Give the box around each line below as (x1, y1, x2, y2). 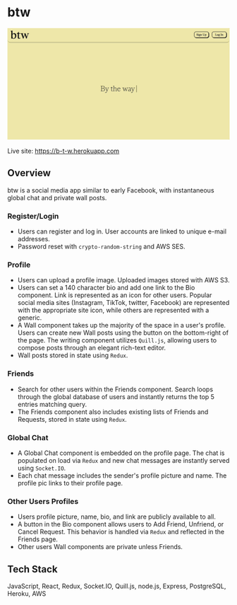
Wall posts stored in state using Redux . (17, 351, 128, 359)
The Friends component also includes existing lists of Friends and (17, 408, 209, 416)
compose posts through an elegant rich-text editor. (17, 344, 166, 352)
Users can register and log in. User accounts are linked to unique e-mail (17, 227, 227, 236)
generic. (17, 313, 42, 322)
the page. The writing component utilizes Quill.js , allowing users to (17, 336, 217, 345)
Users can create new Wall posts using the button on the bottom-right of (17, 328, 229, 337)
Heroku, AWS (7, 589, 47, 598)
